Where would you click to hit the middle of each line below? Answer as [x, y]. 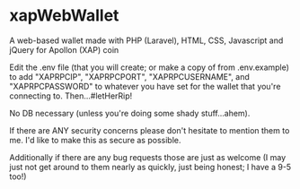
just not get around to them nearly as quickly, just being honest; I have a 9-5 [150, 167]
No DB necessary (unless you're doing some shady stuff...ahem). [130, 113]
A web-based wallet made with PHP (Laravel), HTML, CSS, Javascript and [146, 40]
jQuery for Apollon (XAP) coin [64, 49]
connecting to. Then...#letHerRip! [71, 96]
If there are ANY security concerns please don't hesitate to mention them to [150, 130]
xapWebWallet [64, 16]
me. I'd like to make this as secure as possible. [95, 140]
